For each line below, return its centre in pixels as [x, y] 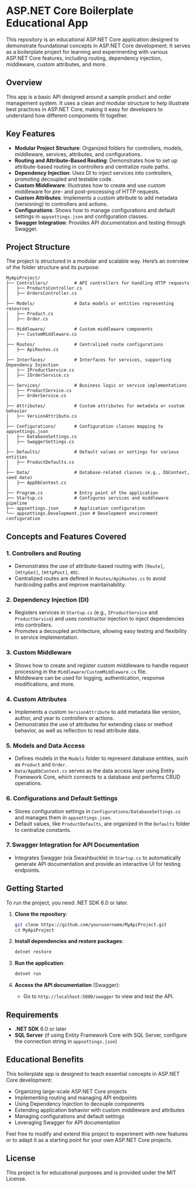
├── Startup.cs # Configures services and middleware [87, 498]
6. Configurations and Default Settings [62, 799]
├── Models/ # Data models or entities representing [90, 304]
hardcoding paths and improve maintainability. [70, 585]
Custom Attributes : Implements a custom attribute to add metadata [96, 198]
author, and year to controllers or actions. [64, 718]
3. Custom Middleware [39, 652]
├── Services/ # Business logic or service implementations [97, 386]
